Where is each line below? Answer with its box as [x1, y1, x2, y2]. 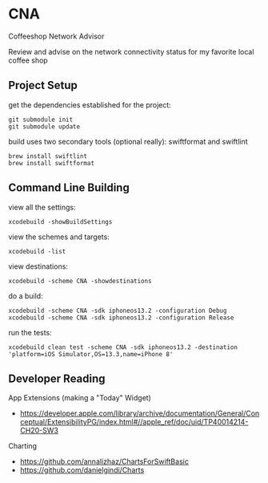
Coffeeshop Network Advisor [8, 31, 105, 41]
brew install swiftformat [8, 159, 94, 167]
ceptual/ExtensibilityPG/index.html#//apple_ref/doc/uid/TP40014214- [19, 417, 249, 427]
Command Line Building [8, 181, 130, 195]
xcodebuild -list [8, 247, 66, 255]
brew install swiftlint [8, 152, 88, 160]
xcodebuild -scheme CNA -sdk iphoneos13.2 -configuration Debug [8, 306, 227, 315]
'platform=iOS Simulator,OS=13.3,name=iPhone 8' [8, 350, 174, 358]
